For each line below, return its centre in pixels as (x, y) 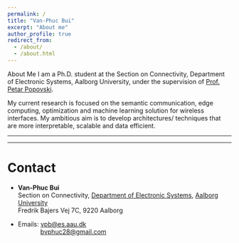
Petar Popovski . (31, 89)
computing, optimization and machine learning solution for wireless (106, 110)
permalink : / (27, 14)
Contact (32, 168)
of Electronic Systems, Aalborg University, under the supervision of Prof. (114, 81)
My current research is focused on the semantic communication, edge (110, 103)
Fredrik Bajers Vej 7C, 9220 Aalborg (70, 210)
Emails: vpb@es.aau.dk (52, 224)
